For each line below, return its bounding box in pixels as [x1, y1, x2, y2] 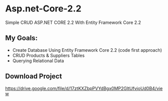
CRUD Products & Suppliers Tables [12, 52, 85, 58]
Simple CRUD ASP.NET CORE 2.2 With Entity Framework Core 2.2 [5, 19, 141, 25]
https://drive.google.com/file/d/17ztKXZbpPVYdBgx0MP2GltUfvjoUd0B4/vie [5, 85, 163, 91]
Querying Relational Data [12, 58, 64, 64]
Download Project [5, 72, 62, 81]
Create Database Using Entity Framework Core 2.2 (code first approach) [12, 47, 162, 53]
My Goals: [5, 34, 38, 42]
